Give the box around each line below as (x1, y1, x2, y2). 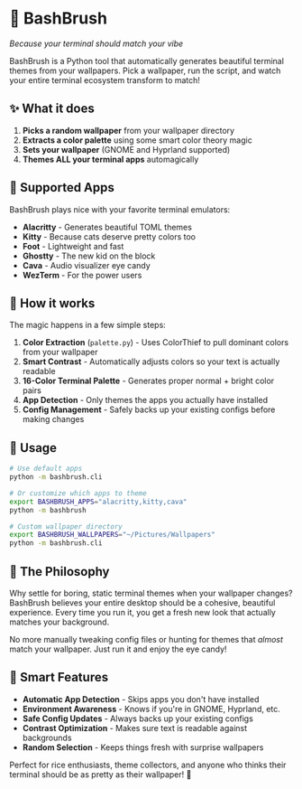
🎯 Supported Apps (9, 180, 115, 195)
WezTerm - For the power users (22, 269, 142, 280)
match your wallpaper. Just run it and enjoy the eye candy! (9, 643, 227, 654)
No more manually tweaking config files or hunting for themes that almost (9, 634, 284, 644)
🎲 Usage (9, 440, 57, 456)
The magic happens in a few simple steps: (9, 320, 167, 331)
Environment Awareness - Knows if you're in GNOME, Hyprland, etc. (22, 703, 281, 714)
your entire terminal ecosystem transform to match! (9, 74, 201, 85)
